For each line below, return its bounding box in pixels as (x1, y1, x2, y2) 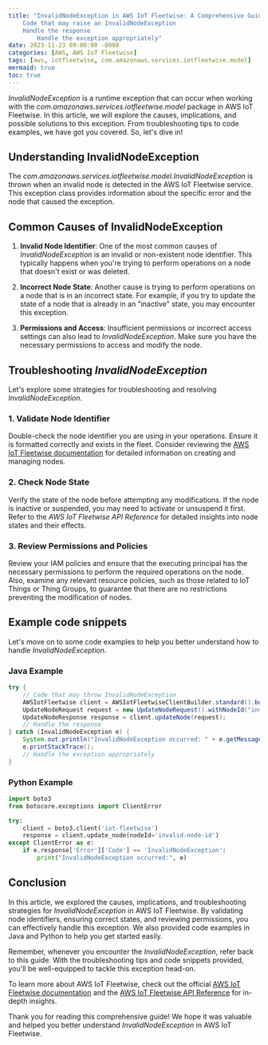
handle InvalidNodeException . (8, 645, 107, 655)
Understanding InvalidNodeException (8, 150, 199, 164)
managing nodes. (8, 457, 65, 466)
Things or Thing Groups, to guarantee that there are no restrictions (8, 584, 227, 593)
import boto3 (8, 795, 52, 803)
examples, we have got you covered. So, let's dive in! (8, 127, 183, 137)
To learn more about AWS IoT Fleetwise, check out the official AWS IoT (8, 979, 241, 988)
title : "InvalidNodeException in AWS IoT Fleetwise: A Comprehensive (8, 11, 245, 20)
